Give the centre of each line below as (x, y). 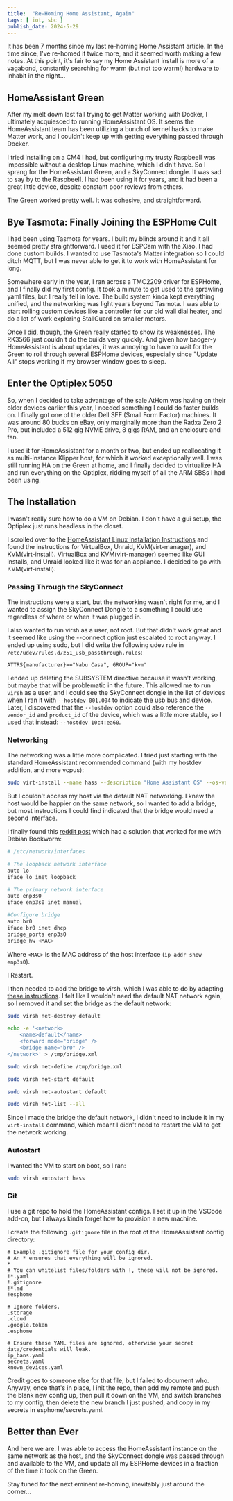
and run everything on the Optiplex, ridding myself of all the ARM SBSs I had (116, 472)
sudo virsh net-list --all (46, 1105)
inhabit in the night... (36, 76)
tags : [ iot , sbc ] (35, 20)
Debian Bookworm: (35, 839)
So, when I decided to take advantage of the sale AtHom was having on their (116, 400)
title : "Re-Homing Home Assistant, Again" (71, 14)
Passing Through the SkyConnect (65, 587)
